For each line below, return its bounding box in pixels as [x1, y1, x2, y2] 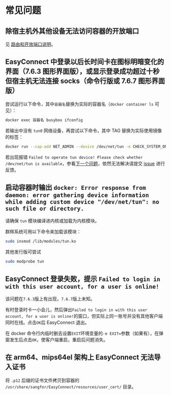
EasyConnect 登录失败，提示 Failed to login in [5, 274, 160, 283]
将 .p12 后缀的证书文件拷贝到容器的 [5, 377, 80, 383]
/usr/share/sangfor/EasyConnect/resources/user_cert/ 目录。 [5, 383, 136, 389]
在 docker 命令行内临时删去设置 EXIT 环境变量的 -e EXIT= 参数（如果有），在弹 [5, 330, 164, 336]
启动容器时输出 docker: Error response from [5, 183, 147, 192]
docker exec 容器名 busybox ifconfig [5, 117, 83, 123]
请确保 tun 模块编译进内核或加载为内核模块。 [5, 218, 100, 224]
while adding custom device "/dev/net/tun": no [5, 198, 159, 205]
